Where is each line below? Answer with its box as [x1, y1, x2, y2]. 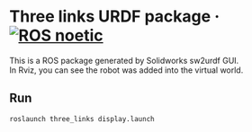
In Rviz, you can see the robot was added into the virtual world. [9, 65, 244, 75]
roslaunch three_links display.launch [9, 114, 155, 123]
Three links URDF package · [9, 6, 220, 27]
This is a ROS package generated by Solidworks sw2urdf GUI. [9, 55, 239, 66]
